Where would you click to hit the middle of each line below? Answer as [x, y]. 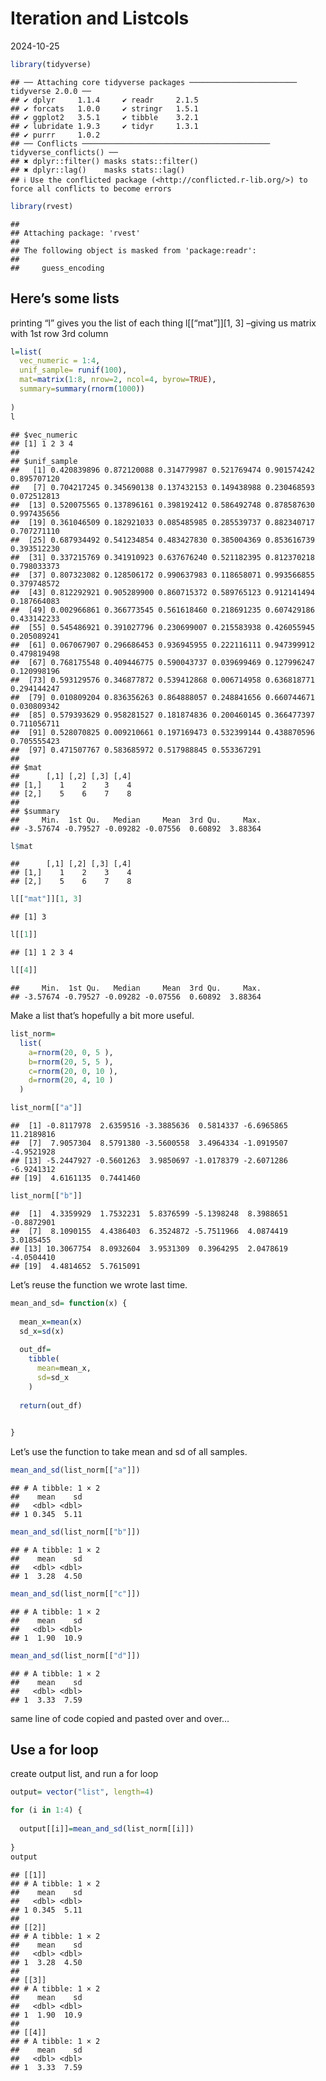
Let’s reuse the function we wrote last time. [99, 1284]
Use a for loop [54, 1750]
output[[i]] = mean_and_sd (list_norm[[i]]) [107, 1829]
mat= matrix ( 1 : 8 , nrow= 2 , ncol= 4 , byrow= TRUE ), [118, 380]
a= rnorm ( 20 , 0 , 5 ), [71, 1052]
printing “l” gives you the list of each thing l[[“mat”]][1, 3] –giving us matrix [163, 323]
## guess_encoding [57, 268]
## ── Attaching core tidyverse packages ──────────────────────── [154, 82]
